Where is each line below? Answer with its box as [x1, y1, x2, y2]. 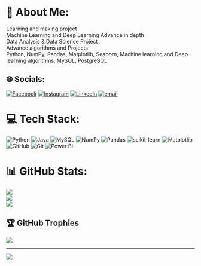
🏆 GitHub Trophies [6, 218, 80, 228]
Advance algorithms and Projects [6, 44, 89, 51]
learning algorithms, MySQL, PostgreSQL [6, 57, 108, 64]
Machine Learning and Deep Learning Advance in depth [6, 31, 145, 38]
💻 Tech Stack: [6, 112, 80, 126]
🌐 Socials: [6, 74, 45, 84]
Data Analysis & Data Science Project [6, 38, 98, 45]
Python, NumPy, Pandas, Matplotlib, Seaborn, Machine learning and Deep [6, 50, 188, 57]
